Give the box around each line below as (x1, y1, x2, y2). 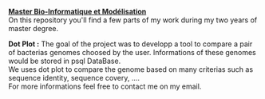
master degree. (8, 24, 59, 33)
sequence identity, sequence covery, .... (8, 73, 140, 82)
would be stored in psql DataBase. (8, 56, 121, 65)
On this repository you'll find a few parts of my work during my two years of (8, 15, 258, 25)
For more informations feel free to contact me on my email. (8, 81, 202, 91)
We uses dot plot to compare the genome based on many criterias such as (8, 65, 254, 74)
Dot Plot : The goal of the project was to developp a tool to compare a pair (8, 39, 253, 49)
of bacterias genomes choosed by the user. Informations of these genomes (8, 48, 257, 57)
